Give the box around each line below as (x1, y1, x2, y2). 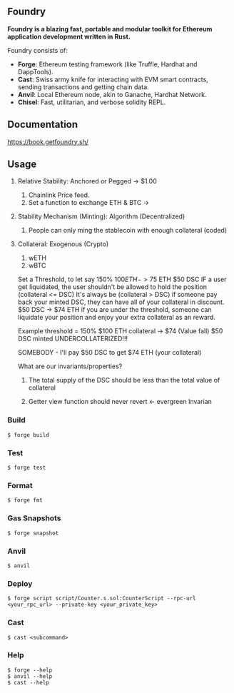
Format (7, 480, 34, 490)
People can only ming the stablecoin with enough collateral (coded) (28, 226, 228, 235)
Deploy (7, 578, 33, 588)
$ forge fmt (7, 497, 43, 504)
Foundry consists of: (7, 46, 68, 54)
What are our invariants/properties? (17, 362, 123, 370)
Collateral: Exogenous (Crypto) (17, 240, 109, 248)
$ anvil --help (7, 672, 53, 680)
